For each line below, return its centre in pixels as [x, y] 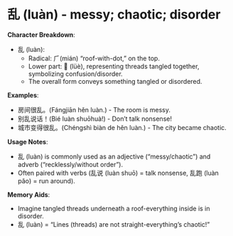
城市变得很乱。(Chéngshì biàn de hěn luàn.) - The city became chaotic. [122, 127]
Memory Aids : [29, 194]
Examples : [23, 95]
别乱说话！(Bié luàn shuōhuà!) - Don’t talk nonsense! [95, 119]
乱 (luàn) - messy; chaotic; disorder [114, 15]
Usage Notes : [28, 141]
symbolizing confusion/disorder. [75, 74]
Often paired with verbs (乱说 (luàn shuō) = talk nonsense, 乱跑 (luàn [118, 173]
